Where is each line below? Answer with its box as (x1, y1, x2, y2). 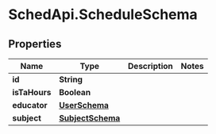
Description (128, 61, 173, 71)
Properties (8, 37, 62, 51)
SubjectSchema (59, 113, 121, 124)
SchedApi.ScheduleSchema (8, 6, 199, 24)
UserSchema (59, 100, 110, 110)
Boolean (59, 87, 91, 98)
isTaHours (12, 87, 52, 98)
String (59, 74, 83, 85)
